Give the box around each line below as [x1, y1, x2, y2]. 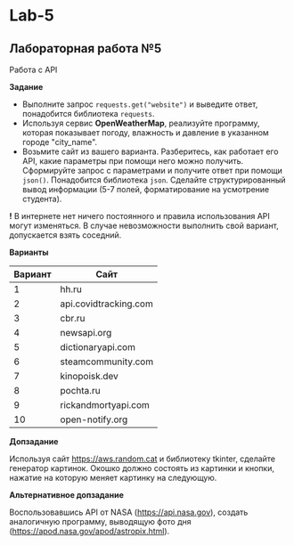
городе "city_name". [21, 137, 98, 147]
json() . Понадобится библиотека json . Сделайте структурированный [21, 175, 287, 185]
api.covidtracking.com [60, 297, 153, 310]
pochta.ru [60, 385, 101, 396]
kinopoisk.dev [60, 370, 118, 382]
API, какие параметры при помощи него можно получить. [21, 156, 244, 166]
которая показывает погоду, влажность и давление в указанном [21, 127, 269, 138]
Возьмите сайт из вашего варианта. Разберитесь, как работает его [21, 146, 279, 157]
